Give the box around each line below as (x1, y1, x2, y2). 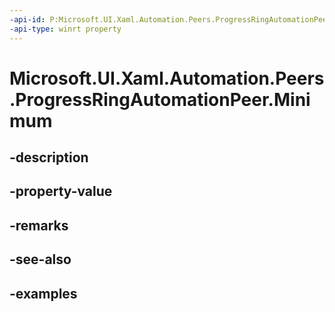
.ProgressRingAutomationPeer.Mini (9, 88, 311, 111)
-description (9, 149, 89, 166)
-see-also (9, 251, 72, 268)
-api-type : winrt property (9, 24, 122, 34)
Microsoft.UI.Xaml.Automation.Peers (9, 67, 325, 90)
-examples (9, 285, 78, 302)
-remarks (9, 217, 69, 234)
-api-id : (9, 14, 46, 25)
